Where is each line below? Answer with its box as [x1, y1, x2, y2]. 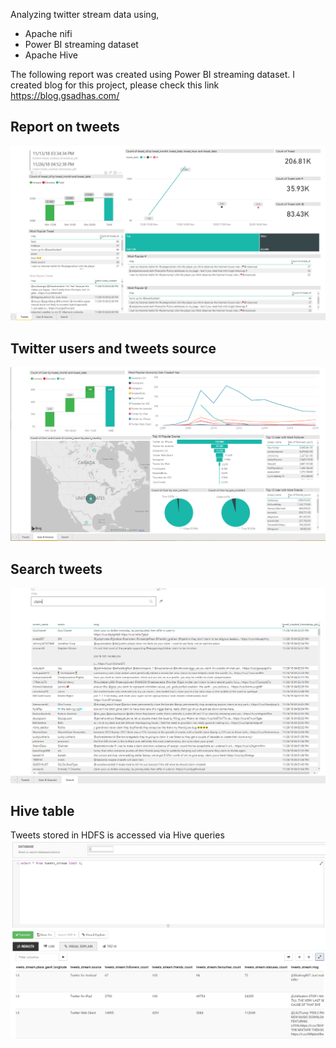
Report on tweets [10, 119, 120, 136]
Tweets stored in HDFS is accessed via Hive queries [10, 829, 225, 841]
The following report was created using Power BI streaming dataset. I [10, 69, 295, 80]
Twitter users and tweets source [10, 340, 217, 357]
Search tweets [10, 560, 103, 578]
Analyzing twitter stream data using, [10, 9, 160, 20]
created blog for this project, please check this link [10, 79, 220, 91]
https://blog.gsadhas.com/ [10, 90, 120, 101]
